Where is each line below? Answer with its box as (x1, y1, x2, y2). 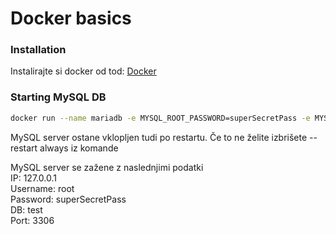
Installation (10, 43, 67, 57)
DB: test (10, 203, 43, 216)
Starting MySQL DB (10, 90, 107, 104)
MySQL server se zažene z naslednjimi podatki (10, 161, 204, 173)
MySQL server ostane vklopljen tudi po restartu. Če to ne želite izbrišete (10, 131, 308, 143)
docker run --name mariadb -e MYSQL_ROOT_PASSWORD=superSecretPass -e (10, 113, 311, 123)
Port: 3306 (10, 214, 55, 226)
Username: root (10, 182, 75, 194)
